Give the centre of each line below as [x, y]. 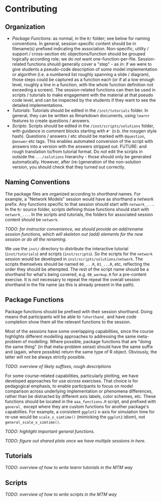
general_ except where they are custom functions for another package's [77, 406]
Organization [25, 27]
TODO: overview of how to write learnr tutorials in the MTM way [69, 468]
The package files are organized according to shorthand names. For [73, 194]
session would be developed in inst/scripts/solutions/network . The [74, 259]
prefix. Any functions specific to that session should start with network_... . [80, 204]
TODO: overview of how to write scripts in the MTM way [61, 494]
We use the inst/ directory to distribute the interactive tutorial [67, 248]
